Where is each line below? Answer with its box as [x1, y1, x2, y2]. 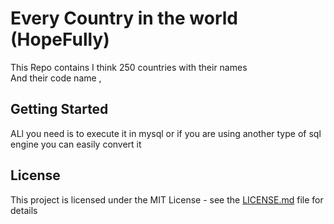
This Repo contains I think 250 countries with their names [10, 61, 248, 73]
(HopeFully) [10, 28, 110, 51]
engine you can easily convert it [10, 138, 142, 150]
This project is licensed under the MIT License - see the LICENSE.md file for [10, 193, 324, 206]
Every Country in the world [10, 7, 239, 30]
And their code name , [10, 72, 102, 84]
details [10, 204, 38, 216]
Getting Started [10, 101, 109, 118]
